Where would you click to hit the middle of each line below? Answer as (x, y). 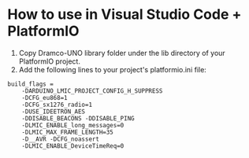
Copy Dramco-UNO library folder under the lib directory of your (122, 53)
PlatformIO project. (49, 61)
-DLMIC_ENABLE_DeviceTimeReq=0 (73, 146)
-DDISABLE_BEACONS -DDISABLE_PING (78, 118)
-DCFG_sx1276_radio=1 (57, 105)
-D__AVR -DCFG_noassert (61, 139)
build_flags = (31, 84)
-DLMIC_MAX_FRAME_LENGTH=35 (67, 132)
